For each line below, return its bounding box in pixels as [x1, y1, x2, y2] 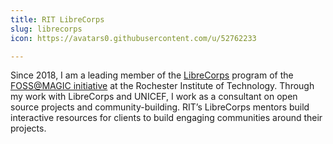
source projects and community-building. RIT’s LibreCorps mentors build [10, 101, 310, 113]
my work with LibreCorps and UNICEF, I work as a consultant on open [10, 91, 298, 103]
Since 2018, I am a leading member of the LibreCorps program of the [10, 69, 294, 81]
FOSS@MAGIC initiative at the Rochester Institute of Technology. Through [10, 80, 315, 92]
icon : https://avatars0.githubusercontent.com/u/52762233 [10, 33, 257, 43]
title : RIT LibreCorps [10, 14, 105, 25]
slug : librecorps [10, 24, 83, 34]
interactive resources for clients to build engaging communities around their [10, 112, 323, 124]
